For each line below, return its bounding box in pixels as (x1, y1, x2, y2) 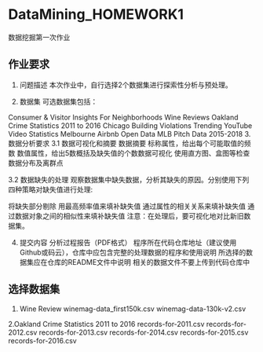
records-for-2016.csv (8, 335, 77, 345)
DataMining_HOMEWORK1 (8, 5, 184, 24)
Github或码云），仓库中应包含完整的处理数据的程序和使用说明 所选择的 (19, 247, 247, 257)
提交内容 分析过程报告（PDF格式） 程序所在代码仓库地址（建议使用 (19, 237, 237, 247)
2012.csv (8, 328, 38, 337)
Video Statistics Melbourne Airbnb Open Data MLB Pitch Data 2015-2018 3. (8, 129, 251, 138)
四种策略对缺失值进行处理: (8, 185, 93, 194)
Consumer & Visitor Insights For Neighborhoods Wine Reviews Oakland (8, 112, 239, 122)
